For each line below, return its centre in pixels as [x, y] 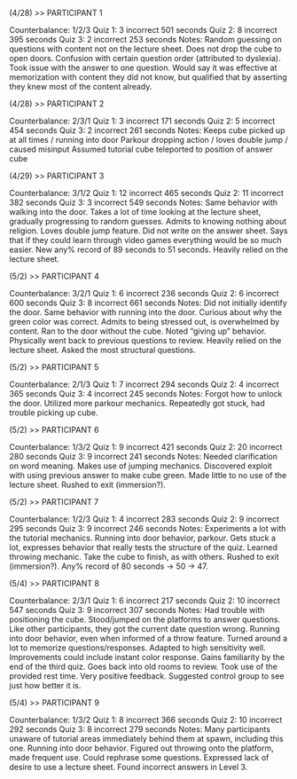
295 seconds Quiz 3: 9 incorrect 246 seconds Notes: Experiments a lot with [148, 528]
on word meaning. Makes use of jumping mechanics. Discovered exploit [141, 466]
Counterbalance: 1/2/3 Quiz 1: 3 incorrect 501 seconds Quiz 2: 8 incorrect [143, 30]
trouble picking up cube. [54, 413]
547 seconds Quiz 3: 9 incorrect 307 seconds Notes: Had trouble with [137, 610]
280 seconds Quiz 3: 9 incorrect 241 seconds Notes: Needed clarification [143, 456]
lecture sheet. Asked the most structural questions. [102, 350]
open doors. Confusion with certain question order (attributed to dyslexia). [145, 58]
